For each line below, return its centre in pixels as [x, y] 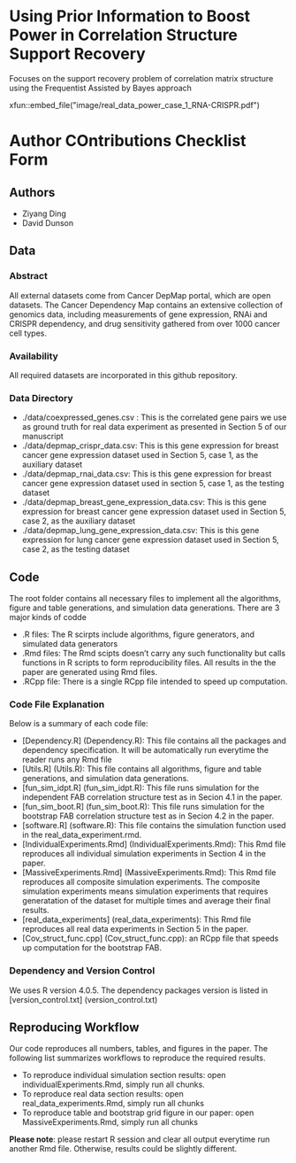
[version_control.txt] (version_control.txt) [83, 999]
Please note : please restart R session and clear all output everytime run [140, 1139]
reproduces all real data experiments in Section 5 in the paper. [135, 929]
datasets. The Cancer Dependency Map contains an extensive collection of [146, 305]
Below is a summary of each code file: [79, 724]
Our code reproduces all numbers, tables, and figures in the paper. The [138, 1049]
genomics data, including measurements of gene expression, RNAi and [138, 314]
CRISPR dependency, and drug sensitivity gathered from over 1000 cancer [145, 323]
